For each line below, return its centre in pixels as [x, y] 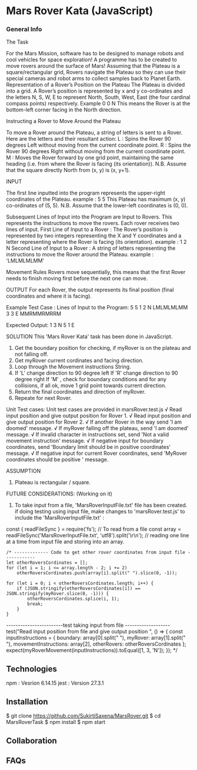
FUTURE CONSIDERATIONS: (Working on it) [59, 494]
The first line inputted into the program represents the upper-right [86, 193]
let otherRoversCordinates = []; [47, 563]
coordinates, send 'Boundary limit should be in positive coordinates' [89, 447]
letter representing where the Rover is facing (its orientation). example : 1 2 [96, 242]
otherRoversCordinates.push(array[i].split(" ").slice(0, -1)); [97, 573]
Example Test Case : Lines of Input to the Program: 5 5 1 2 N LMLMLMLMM [97, 308]
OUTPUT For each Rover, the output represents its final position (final [90, 290]
